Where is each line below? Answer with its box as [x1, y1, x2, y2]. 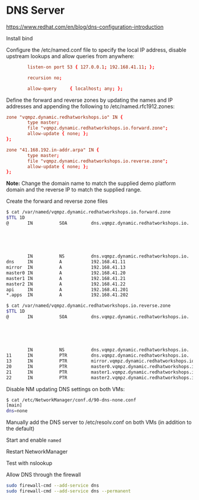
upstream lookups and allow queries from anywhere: [6, 52, 135, 59]
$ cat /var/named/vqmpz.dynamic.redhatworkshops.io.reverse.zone [6, 303, 171, 309]
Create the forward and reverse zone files [6, 197, 108, 205]
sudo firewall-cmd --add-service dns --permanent [6, 488, 131, 494]
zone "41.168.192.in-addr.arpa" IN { [6, 147, 99, 153]
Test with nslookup [6, 460, 53, 467]
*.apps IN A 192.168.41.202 [6, 292, 129, 298]
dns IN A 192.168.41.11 [6, 259, 126, 265]
